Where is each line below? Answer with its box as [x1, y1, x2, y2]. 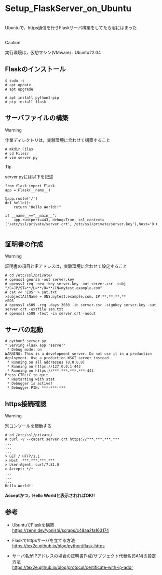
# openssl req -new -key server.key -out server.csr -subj [5, 282, 126, 287]
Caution [5, 39, 21, 45]
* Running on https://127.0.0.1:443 [7, 364, 81, 369]
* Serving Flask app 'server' [5, 343, 66, 348]
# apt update [5, 82, 31, 87]
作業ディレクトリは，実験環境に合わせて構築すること [5, 137, 111, 143]
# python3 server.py [5, 339, 47, 344]
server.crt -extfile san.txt [5, 307, 64, 312]
